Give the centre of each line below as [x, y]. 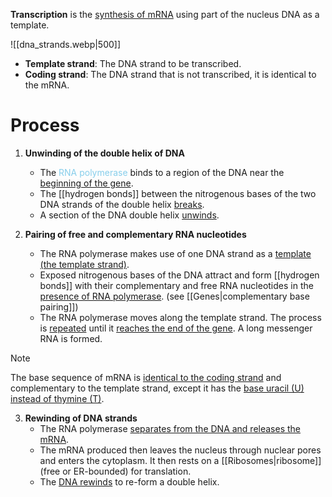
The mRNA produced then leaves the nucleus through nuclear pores [180, 450]
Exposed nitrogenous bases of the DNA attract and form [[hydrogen [179, 275]
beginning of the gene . [86, 183]
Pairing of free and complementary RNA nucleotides [135, 234]
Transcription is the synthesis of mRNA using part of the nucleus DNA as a [165, 14]
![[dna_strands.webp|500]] [66, 44]
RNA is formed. [71, 338]
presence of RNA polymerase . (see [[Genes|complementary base [174, 296]
